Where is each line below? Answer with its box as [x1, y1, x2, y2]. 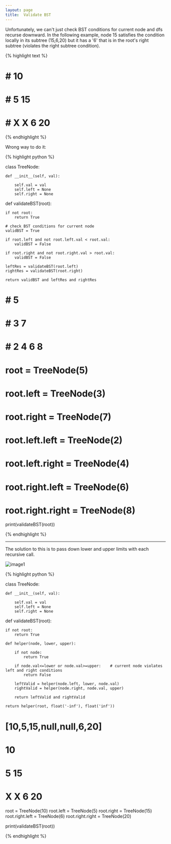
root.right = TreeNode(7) [5, 411, 111, 423]
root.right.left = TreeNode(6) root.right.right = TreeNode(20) [5, 813, 131, 819]
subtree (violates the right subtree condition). [5, 42, 100, 49]
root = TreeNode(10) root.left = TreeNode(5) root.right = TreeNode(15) [5, 808, 152, 814]
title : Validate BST [5, 12, 51, 17]
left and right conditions [5, 668, 63, 673]
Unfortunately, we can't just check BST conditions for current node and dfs [5, 26, 163, 32]
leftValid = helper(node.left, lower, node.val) [14, 682, 120, 687]
